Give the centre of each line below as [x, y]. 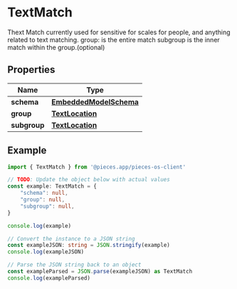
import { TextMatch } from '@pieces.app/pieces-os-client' [97, 167]
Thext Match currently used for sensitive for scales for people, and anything [119, 32]
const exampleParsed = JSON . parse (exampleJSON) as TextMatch [100, 272]
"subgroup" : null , [47, 206]
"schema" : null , [44, 193]
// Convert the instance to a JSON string [71, 239]
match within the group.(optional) [56, 47]
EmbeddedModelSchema [95, 102]
